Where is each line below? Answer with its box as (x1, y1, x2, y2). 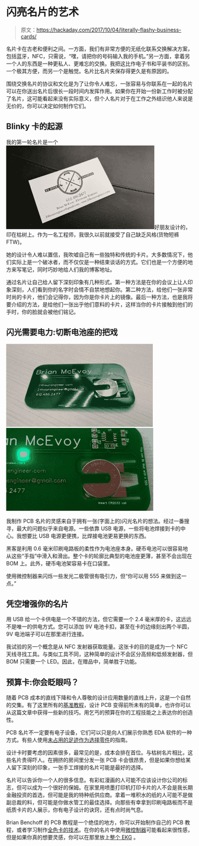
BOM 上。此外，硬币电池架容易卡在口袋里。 (6, 559, 114, 567)
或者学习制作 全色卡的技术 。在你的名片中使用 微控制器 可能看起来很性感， (16, 826, 193, 834)
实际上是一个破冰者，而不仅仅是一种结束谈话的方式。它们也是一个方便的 (11, 258, 188, 265)
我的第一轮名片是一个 (6, 138, 58, 146)
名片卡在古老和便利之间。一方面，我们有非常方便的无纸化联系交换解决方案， (6, 45, 193, 52)
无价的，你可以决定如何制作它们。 (6, 102, 89, 109)
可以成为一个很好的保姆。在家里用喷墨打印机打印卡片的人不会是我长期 (21, 784, 193, 791)
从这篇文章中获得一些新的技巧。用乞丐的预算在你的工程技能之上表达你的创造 (6, 709, 193, 716)
